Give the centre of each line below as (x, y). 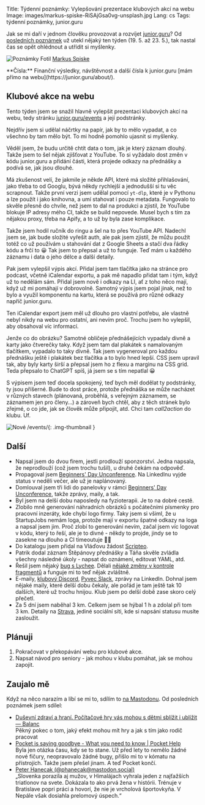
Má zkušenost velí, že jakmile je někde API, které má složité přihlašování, (98, 179)
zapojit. (24, 665)
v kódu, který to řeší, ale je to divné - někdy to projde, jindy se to (96, 533)
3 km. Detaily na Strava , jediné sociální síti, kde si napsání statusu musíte (107, 611)
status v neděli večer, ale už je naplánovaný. (71, 481)
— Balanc (27, 724)
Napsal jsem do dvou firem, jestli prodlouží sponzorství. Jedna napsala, (105, 461)
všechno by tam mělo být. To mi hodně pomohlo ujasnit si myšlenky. (92, 136)
